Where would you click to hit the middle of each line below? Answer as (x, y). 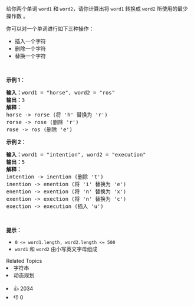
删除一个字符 (30, 48)
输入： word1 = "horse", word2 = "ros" (60, 92)
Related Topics (24, 261)
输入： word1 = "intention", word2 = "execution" (76, 154)
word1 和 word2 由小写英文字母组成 (56, 249)
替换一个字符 (30, 56)
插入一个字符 (30, 41)
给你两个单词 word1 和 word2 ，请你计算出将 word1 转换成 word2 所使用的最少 (97, 9)
